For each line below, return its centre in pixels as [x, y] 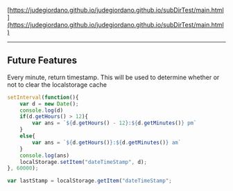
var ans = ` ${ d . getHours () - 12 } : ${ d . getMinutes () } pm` [114, 123]
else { [28, 136]
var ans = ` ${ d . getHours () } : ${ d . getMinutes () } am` [107, 142]
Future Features [42, 61]
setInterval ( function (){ [43, 97]
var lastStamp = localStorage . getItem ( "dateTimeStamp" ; [89, 181]
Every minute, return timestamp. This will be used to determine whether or [113, 77]
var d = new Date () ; [49, 103]
